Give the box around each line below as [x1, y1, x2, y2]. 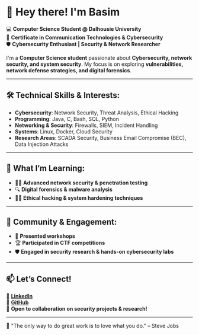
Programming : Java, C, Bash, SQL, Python [14, 115, 120, 122]
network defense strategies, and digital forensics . [6, 66, 132, 74]
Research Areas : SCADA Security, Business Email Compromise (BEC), [14, 134, 187, 141]
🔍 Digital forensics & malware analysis [14, 186, 113, 193]
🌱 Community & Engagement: [6, 216, 117, 227]
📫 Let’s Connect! [6, 274, 72, 284]
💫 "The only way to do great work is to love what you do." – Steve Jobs [6, 323, 179, 330]
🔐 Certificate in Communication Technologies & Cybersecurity [6, 34, 163, 41]
